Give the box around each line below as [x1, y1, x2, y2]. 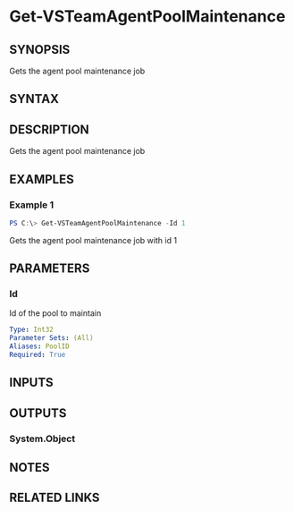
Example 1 [9, 199, 55, 211]
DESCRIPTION [9, 122, 89, 137]
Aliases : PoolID [9, 342, 70, 351]
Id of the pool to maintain [9, 308, 102, 319]
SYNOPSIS [9, 42, 71, 57]
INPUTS [9, 375, 54, 390]
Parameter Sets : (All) [9, 334, 94, 343]
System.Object [9, 432, 76, 445]
